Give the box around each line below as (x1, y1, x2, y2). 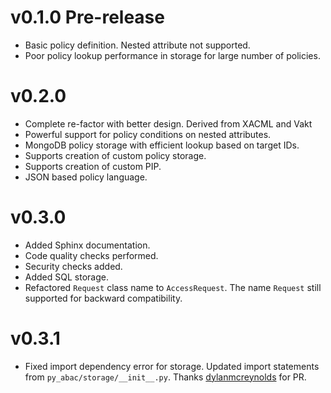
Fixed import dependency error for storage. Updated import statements (24, 360, 320, 372)
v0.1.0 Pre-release (10, 6, 165, 29)
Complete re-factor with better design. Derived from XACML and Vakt (24, 117, 313, 130)
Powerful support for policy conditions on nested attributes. (24, 128, 272, 140)
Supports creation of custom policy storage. (24, 149, 207, 161)
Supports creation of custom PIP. (24, 160, 162, 172)
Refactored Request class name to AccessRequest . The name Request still (24, 281, 322, 293)
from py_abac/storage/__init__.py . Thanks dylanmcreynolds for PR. (24, 371, 307, 383)
